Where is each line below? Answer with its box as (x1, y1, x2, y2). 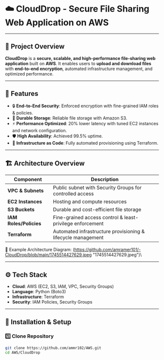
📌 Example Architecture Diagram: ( (5, 246, 75, 253)
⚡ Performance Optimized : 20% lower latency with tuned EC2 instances (12, 120, 159, 126)
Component (14, 176, 42, 183)
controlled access (53, 190, 94, 197)
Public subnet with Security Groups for (53, 184, 142, 191)
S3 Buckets (7, 206, 35, 213)
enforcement (74, 220, 104, 227)
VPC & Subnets (7, 188, 44, 194)
